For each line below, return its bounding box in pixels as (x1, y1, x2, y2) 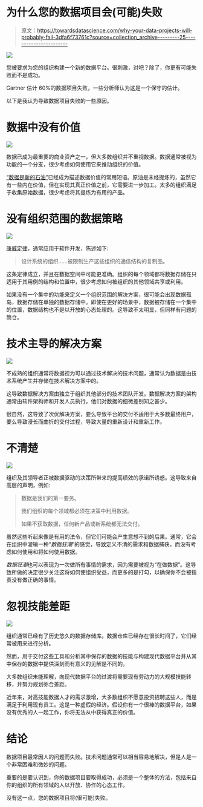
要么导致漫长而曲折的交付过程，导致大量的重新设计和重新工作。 (6, 418, 165, 425)
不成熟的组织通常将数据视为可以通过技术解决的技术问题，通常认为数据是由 (6, 369, 192, 377)
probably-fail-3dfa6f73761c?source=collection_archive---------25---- (21, 33, 196, 41)
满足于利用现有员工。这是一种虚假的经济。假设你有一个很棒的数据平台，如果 (6, 700, 197, 708)
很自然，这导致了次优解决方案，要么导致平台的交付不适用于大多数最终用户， (6, 410, 197, 418)
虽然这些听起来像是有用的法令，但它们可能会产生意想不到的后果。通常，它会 (6, 533, 197, 540)
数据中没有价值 (6, 120, 81, 134)
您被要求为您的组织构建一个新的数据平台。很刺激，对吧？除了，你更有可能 (6, 64, 192, 71)
